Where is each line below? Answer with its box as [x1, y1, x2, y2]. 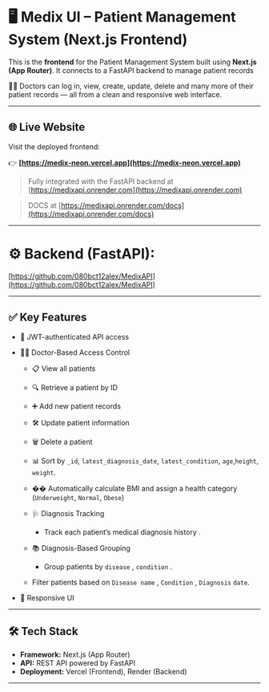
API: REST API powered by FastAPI [19, 658, 136, 668]
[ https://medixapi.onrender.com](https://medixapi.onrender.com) [27, 185, 243, 194]
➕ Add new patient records [31, 401, 122, 411]
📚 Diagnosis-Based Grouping [31, 543, 130, 552]
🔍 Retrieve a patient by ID [31, 382, 118, 392]
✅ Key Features [8, 311, 87, 324]
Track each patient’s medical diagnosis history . [43, 527, 202, 536]
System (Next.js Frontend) [8, 31, 188, 49]
